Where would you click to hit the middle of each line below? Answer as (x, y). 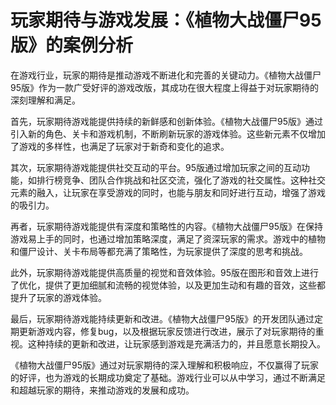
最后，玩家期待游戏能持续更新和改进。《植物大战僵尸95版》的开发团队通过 (162, 318)
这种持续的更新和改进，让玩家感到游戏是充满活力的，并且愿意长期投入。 (176, 343)
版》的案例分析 (72, 45)
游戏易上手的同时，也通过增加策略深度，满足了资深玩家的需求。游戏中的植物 (168, 238)
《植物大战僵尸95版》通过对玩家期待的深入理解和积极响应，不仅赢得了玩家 (164, 365)
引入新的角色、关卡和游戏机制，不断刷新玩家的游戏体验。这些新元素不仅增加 (168, 133)
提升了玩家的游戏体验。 (58, 297)
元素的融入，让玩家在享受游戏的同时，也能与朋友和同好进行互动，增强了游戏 (168, 192)
